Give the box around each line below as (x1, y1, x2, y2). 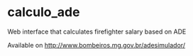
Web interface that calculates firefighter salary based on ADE (7, 27, 187, 36)
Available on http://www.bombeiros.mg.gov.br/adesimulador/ (7, 41, 186, 49)
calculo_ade (7, 4, 80, 20)
